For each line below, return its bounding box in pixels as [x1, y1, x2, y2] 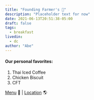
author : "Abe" [5, 43, 34, 48]
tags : [5, 25, 16, 30]
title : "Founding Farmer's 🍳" [5, 7, 67, 12]
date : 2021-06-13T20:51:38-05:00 [5, 16, 73, 21]
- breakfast [9, 30, 34, 35]
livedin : [5, 35, 23, 40]
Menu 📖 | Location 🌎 [5, 89, 48, 95]
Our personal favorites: [5, 59, 54, 64]
